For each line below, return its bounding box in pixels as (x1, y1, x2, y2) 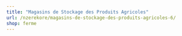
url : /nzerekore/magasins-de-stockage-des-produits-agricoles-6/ (6, 15, 176, 21)
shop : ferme (6, 20, 37, 26)
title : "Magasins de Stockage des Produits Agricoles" (6, 9, 149, 15)
